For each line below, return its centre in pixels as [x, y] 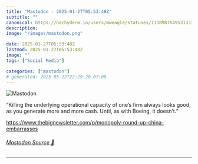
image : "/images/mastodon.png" [44, 34]
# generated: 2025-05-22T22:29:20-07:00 [57, 77]
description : [22, 28]
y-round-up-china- [141, 123]
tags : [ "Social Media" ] [35, 60]
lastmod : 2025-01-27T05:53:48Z [44, 50]
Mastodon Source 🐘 [30, 142]
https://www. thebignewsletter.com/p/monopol [62, 123]
